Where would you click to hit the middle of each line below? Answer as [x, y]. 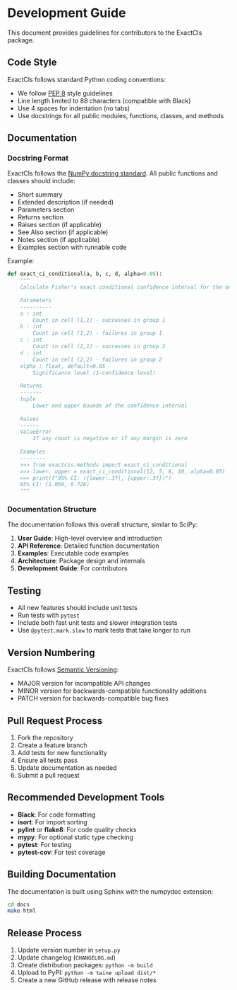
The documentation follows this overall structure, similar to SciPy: [103, 524]
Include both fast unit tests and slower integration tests [97, 623]
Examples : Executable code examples [73, 553]
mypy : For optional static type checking [75, 837]
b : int [31, 327]
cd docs [19, 904]
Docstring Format [38, 159]
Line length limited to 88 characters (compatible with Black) [104, 100]
